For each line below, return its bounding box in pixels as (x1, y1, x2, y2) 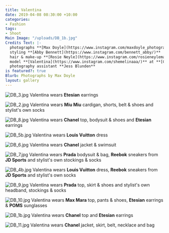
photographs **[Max (10, 45, 51, 50)
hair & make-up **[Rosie (10, 54, 62, 60)
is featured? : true (5, 69, 46, 74)
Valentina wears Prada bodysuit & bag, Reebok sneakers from (29, 151, 158, 157)
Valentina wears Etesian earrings (29, 91, 99, 98)
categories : (5, 17, 30, 22)
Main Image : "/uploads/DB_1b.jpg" (5, 36, 78, 41)
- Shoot (5, 31, 22, 36)
